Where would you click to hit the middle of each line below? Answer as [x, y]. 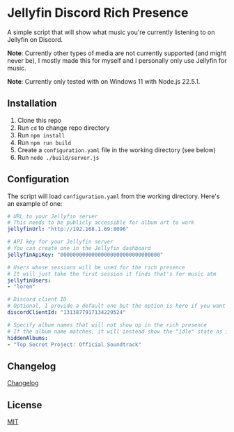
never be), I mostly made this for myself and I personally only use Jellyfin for [117, 60]
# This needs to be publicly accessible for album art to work [101, 223]
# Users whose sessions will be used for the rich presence [96, 267]
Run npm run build [44, 142]
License [25, 405]
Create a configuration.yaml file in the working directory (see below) [116, 150]
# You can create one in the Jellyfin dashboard [79, 248]
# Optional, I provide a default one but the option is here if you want [117, 306]
